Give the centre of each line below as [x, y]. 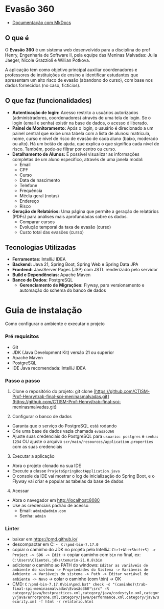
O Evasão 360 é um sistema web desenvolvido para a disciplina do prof [78, 49]
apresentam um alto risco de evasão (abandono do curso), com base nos [79, 80]
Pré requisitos [22, 336]
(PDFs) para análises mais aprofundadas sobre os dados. [70, 216]
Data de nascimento [40, 180]
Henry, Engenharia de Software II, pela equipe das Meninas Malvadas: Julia [81, 55]
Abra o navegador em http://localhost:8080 [56, 500]
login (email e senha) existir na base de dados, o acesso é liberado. [80, 123]
